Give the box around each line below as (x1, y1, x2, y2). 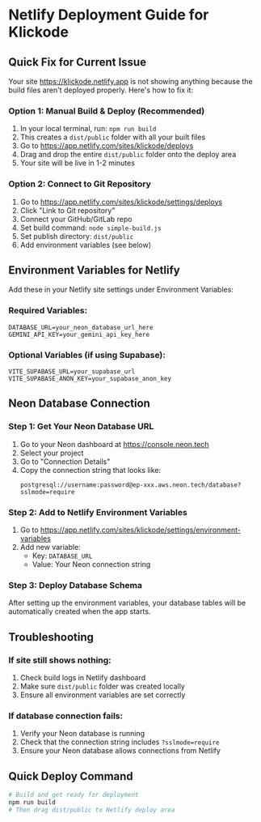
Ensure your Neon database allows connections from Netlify (19, 746, 221, 756)
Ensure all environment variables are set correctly (19, 690, 186, 700)
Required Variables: (8, 305, 87, 317)
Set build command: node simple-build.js (19, 223, 162, 232)
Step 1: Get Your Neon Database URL (8, 421, 154, 432)
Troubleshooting (8, 630, 95, 644)
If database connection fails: (8, 710, 124, 722)
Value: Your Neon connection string (32, 559, 151, 569)
